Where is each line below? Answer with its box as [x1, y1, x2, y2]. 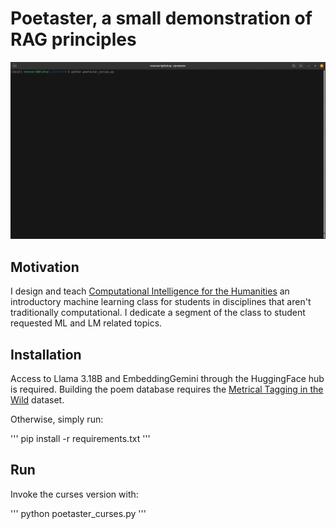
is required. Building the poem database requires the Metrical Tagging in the [10, 383, 324, 396]
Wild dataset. [10, 394, 65, 406]
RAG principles [10, 28, 137, 51]
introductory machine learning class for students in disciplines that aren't [10, 296, 312, 308]
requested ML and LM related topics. [10, 317, 163, 329]
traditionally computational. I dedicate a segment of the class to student [10, 307, 306, 319]
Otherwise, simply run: [10, 413, 104, 426]
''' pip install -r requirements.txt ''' [10, 433, 151, 445]
